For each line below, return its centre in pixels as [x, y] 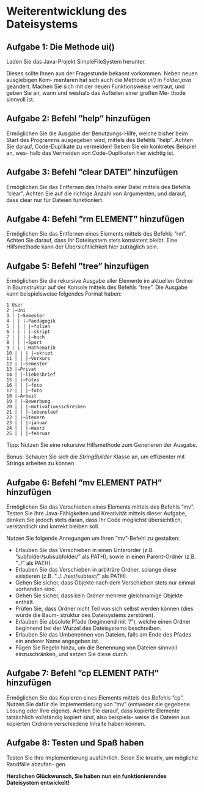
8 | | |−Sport [24, 343]
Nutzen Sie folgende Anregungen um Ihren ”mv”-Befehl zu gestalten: [93, 538]
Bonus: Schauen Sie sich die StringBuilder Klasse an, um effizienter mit [96, 457]
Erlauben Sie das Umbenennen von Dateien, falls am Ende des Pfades [103, 635]
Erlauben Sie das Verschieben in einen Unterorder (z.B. [85, 550]
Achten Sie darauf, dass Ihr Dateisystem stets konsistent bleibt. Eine [92, 241]
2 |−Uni [16, 310]
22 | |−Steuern [26, 417]
